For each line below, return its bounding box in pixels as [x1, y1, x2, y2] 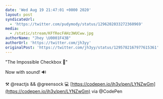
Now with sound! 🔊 [5, 69, 46, 75]
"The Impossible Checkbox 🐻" [5, 59, 68, 65]
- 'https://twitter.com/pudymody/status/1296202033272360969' [10, 21, 143, 27]
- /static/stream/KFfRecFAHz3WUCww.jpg [10, 31, 94, 36]
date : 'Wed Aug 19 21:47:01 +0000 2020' [5, 7, 92, 13]
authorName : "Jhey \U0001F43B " [5, 36, 71, 41]
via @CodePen [91, 88, 123, 94]
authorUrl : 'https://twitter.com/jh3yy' [5, 40, 92, 45]
